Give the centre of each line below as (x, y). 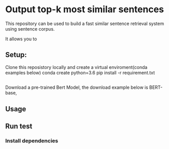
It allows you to (21, 39)
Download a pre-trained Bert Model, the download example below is (77, 87)
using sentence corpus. (30, 29)
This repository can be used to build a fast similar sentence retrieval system (85, 23)
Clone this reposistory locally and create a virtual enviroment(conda (76, 67)
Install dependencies (32, 140)
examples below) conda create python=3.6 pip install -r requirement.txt (80, 72)
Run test (19, 126)
